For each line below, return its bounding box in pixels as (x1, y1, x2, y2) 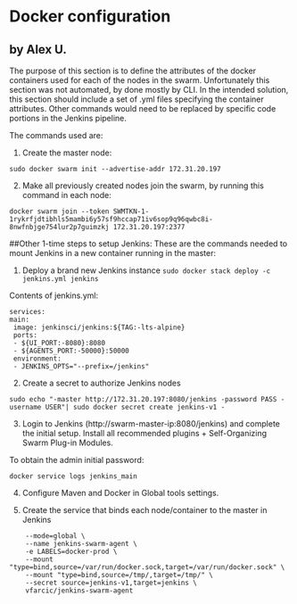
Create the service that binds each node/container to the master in (21, 505, 268, 515)
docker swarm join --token (9, 207, 110, 216)
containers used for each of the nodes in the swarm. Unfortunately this (9, 75, 270, 86)
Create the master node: (21, 147, 112, 158)
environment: (12, 354, 62, 363)
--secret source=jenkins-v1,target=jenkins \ (25, 578, 198, 587)
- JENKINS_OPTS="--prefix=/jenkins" (12, 362, 150, 371)
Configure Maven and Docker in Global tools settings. (21, 488, 219, 498)
